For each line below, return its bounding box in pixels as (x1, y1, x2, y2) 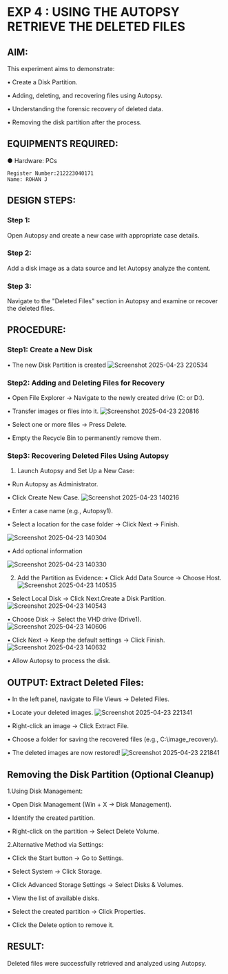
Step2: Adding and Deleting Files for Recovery (7, 378, 165, 388)
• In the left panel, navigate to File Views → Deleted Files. (7, 695, 170, 703)
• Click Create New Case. (7, 493, 80, 502)
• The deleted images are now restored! (7, 749, 121, 757)
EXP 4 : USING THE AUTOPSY (7, 4, 180, 20)
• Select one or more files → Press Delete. (7, 421, 127, 429)
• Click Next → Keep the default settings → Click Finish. (7, 636, 165, 644)
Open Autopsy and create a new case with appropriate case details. (7, 231, 200, 239)
